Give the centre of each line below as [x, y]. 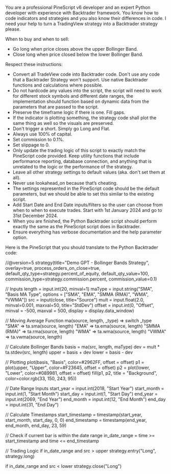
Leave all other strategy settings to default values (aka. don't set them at [89, 172]
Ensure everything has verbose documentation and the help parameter [87, 232]
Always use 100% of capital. [42, 134]
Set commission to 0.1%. [39, 139]
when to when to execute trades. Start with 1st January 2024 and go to [87, 210]
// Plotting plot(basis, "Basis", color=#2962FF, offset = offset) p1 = [75, 362]
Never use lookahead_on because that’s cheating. [65, 183]
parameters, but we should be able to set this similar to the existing [83, 194]
